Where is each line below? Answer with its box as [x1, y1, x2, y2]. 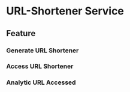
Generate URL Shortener [6, 46, 79, 55]
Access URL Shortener [6, 62, 74, 70]
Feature [6, 28, 36, 38]
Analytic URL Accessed [6, 78, 76, 87]
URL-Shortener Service [6, 4, 125, 18]
